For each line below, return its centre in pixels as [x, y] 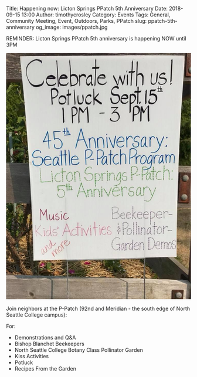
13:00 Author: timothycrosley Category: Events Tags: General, [96, 15]
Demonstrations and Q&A [45, 337]
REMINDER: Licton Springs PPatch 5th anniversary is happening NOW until [96, 38]
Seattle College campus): [37, 315]
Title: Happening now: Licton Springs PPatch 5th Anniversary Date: [87, 9]
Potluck [24, 362]
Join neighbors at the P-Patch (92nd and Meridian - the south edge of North [98, 308]
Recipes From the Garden [45, 368]
